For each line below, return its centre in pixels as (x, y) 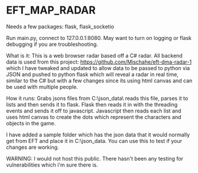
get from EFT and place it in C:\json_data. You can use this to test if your (94, 141)
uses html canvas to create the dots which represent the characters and (94, 117)
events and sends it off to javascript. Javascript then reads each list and (94, 111)
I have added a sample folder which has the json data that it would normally (98, 134)
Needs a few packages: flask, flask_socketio (60, 26)
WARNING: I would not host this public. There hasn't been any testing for (95, 158)
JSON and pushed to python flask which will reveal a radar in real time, (92, 74)
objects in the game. (31, 123)
